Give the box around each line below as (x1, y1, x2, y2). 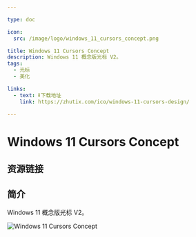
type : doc (7, 16, 36, 23)
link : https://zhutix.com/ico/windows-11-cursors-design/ (19, 98, 190, 105)
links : (7, 85, 26, 92)
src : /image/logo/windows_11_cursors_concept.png (13, 35, 159, 42)
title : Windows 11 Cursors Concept (7, 48, 110, 54)
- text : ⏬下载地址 (13, 92, 62, 99)
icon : (7, 28, 23, 35)
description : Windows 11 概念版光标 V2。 (7, 54, 122, 61)
